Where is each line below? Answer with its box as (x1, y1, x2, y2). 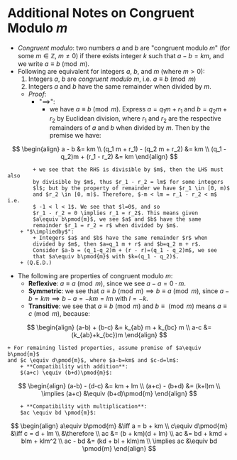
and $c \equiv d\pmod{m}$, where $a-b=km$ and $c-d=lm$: (7, 356, 180, 363)
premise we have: (49, 131, 101, 139)
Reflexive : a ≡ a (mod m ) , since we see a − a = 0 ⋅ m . (28, 279, 187, 287)
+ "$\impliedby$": (20, 228, 75, 235)
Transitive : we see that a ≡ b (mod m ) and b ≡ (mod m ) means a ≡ (28, 302, 227, 310)
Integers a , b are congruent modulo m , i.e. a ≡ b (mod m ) (28, 75, 197, 83)
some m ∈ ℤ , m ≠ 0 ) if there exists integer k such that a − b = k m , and (17, 51, 224, 60)
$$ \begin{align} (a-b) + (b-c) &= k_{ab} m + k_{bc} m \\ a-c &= (26, 323, 212, 332)
